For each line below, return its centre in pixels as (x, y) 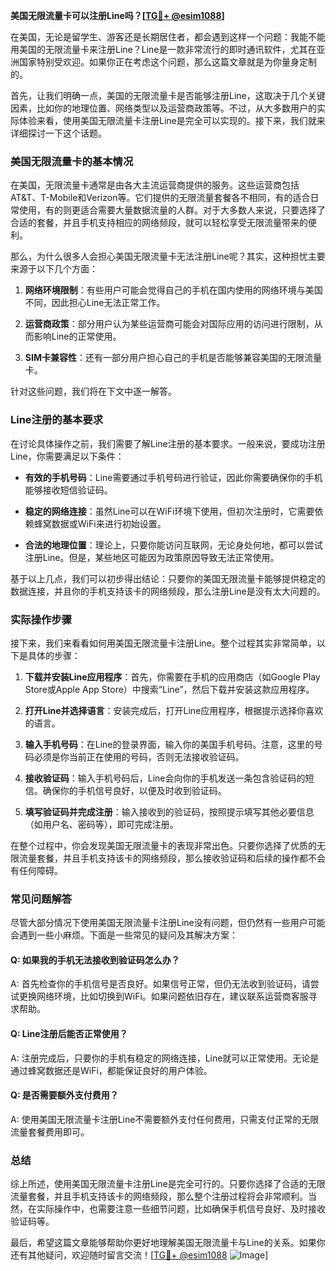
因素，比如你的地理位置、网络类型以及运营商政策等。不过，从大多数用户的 (163, 108)
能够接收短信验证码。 (68, 490)
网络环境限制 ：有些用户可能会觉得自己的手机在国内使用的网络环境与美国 (173, 290)
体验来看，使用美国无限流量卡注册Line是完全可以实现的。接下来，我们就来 (172, 120)
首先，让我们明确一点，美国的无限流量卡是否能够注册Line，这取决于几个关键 (168, 95)
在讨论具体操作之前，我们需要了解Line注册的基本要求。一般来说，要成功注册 (168, 443)
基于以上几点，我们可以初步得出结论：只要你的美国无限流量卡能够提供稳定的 (168, 578)
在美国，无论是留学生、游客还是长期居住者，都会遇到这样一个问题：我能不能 (168, 37)
